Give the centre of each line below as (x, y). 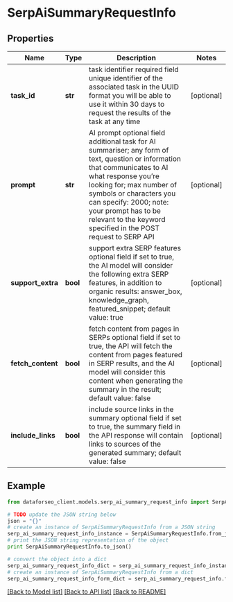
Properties (31, 38)
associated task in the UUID (134, 87)
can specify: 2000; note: (129, 202)
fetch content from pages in (134, 329)
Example (26, 486)
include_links (33, 435)
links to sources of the (125, 444)
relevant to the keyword (127, 220)
